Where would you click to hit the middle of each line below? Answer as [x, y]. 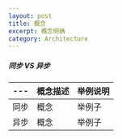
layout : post [30, 16]
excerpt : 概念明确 [37, 31]
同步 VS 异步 [29, 65]
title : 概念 [27, 24]
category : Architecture [48, 39]
